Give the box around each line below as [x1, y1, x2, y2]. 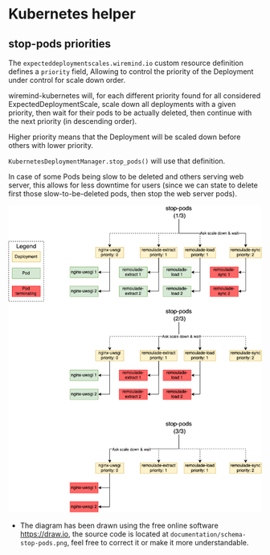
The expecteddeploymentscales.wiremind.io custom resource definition [8, 58, 243, 68]
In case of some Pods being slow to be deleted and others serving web [8, 172, 244, 181]
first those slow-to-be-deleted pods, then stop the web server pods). [8, 189, 237, 198]
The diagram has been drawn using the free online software [19, 520, 219, 530]
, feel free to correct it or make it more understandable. [67, 537, 249, 547]
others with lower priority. [8, 141, 94, 150]
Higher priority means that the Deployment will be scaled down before [8, 132, 241, 142]
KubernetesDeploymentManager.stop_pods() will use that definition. [8, 156, 226, 166]
